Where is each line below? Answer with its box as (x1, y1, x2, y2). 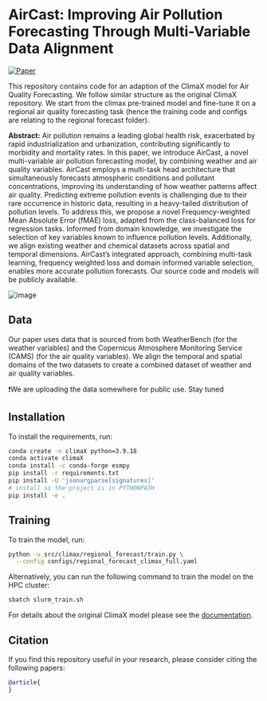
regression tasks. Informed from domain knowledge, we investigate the (8, 223, 242, 233)
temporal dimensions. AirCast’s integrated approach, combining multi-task (8, 249, 253, 258)
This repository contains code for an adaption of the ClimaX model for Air (8, 81, 249, 91)
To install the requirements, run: (8, 431, 113, 441)
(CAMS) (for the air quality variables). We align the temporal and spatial (8, 351, 243, 360)
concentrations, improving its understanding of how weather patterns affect (8, 181, 257, 191)
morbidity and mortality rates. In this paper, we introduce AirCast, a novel (8, 148, 249, 157)
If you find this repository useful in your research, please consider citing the (8, 654, 257, 664)
